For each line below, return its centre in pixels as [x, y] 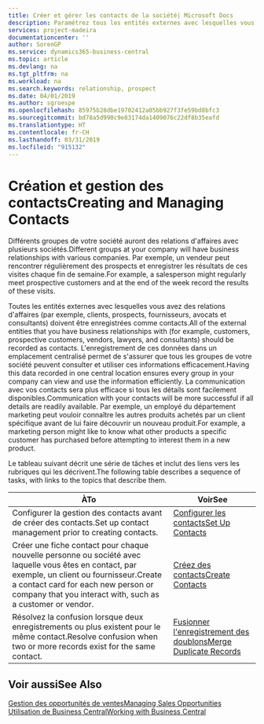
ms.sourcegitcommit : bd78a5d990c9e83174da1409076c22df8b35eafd [114, 118]
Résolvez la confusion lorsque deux [78, 617]
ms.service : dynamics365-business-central [79, 52]
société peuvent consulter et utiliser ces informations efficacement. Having [129, 365]
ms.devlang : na [33, 67]
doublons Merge [202, 641]
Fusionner [192, 622]
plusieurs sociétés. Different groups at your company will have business [124, 249]
